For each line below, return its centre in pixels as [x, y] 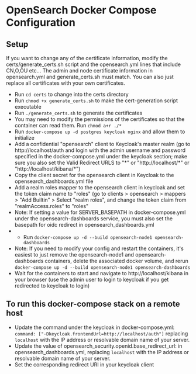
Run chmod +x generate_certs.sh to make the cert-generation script [96, 101]
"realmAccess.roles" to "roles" [51, 206]
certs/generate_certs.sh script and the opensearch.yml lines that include [94, 64]
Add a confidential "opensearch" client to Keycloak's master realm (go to [102, 144]
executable [28, 107]
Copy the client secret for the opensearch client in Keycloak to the [94, 175]
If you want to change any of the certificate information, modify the [87, 58]
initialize [25, 138]
